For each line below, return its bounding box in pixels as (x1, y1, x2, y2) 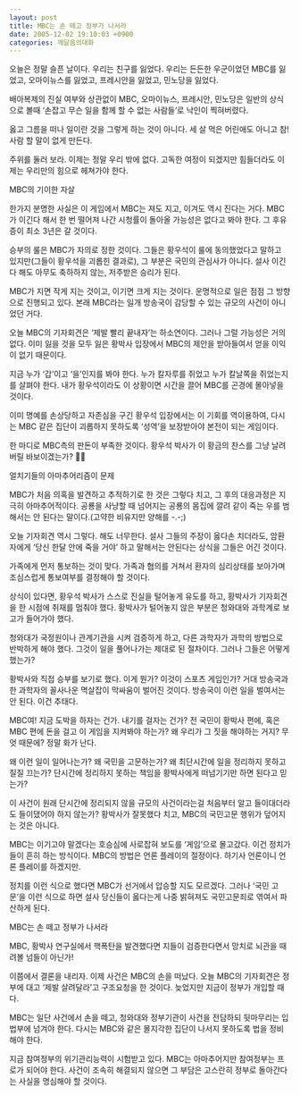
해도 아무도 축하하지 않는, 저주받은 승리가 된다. (18, 267, 181, 278)
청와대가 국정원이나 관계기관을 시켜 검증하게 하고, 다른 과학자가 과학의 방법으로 (9, 632, 284, 644)
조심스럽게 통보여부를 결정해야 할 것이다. (9, 572, 150, 583)
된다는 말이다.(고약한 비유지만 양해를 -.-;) (42, 511, 187, 523)
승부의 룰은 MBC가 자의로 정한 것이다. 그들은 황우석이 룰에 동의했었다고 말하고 (9, 245, 282, 256)
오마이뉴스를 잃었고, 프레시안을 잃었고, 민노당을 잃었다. (28, 75, 219, 86)
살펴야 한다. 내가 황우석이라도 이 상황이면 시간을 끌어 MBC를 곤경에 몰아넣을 (18, 380, 284, 391)
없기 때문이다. (18, 350, 67, 360)
